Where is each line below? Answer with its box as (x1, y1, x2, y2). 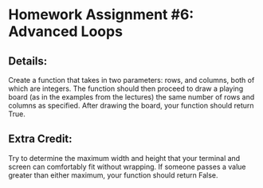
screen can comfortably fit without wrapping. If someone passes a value (8, 162, 246, 171)
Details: (8, 54, 48, 68)
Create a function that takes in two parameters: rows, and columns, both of (8, 76, 255, 84)
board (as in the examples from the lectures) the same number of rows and (8, 92, 255, 101)
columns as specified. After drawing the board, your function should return (8, 101, 254, 110)
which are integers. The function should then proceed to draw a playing (8, 84, 244, 93)
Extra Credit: (8, 132, 73, 146)
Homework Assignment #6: (8, 6, 194, 24)
